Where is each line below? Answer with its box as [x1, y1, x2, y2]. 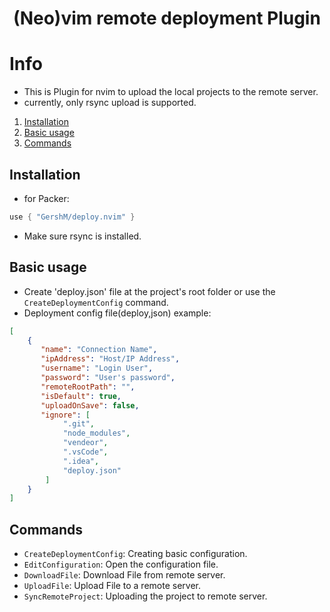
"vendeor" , [62, 438, 109, 448]
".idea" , [62, 456, 100, 466]
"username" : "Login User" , [40, 363, 154, 374]
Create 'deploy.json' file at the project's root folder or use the [23, 285, 276, 297]
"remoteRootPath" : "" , [40, 382, 136, 392]
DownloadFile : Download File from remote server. [23, 569, 226, 581]
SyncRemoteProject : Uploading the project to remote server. [23, 590, 268, 602]
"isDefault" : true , [40, 391, 122, 401]
